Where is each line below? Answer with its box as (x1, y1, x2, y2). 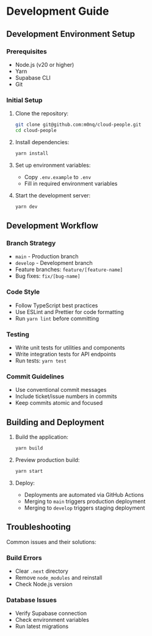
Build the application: (15, 434, 68, 441)
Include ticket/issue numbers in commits (15, 393, 117, 400)
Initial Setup (6, 96, 43, 104)
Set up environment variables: (15, 161, 91, 169)
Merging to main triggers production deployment (24, 497, 146, 505)
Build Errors (6, 553, 42, 562)
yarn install (15, 150, 49, 156)
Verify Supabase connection (15, 610, 87, 617)
